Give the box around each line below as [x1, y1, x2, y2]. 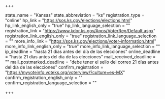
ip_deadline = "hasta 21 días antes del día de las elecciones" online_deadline [5, 49, 161, 54]
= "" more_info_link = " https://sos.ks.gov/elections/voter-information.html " [5, 38, 157, 44]
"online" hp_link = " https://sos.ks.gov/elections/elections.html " [5, 18, 132, 23]
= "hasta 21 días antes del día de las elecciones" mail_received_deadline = [5, 54, 156, 59]
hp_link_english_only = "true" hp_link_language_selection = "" [5, 23, 131, 28]
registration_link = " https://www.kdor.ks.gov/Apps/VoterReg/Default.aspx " [5, 28, 156, 33]
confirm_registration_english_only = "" [5, 74, 83, 80]
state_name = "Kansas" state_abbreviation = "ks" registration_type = [5, 12, 144, 18]
